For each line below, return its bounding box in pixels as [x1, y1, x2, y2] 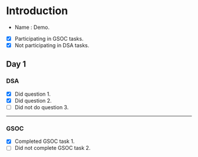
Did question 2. [14, 97, 52, 104]
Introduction [6, 4, 68, 18]
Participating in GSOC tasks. [14, 35, 84, 42]
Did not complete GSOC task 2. [14, 145, 91, 152]
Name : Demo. [14, 24, 50, 31]
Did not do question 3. [14, 103, 69, 110]
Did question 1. [14, 90, 51, 97]
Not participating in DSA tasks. [14, 42, 90, 48]
